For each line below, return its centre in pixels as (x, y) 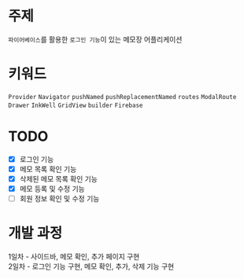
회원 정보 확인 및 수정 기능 (59, 199)
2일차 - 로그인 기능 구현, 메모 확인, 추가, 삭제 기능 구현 (91, 266)
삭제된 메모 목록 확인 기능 (59, 178)
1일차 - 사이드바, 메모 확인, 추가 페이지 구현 (74, 257)
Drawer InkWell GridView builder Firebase (76, 105)
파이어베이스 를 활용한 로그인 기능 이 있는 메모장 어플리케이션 (95, 39)
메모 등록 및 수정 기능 (52, 189)
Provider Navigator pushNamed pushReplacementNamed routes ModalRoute (122, 97)
